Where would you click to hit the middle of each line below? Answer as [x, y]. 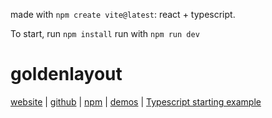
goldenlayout [66, 74]
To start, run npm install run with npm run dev [105, 33]
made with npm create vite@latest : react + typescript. [123, 14]
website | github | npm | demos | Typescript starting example [136, 101]
